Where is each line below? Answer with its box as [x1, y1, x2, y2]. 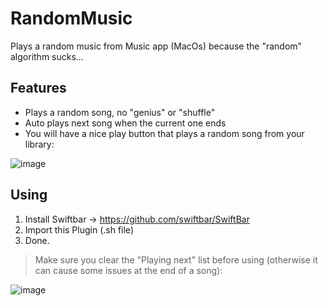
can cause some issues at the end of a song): [34, 264, 223, 276]
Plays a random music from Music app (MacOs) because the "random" [10, 40, 303, 52]
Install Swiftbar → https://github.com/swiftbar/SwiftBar [24, 213, 250, 225]
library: [24, 138, 55, 150]
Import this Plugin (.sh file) [24, 223, 134, 236]
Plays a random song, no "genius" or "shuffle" [24, 106, 216, 118]
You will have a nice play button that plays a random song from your [24, 127, 305, 139]
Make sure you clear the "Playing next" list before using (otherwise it [34, 253, 318, 266]
